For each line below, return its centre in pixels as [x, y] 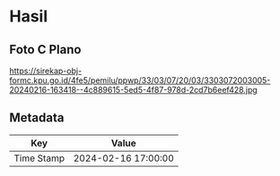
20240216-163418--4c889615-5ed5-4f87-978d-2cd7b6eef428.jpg [133, 90]
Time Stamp [39, 158]
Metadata [37, 118]
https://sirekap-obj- [46, 71]
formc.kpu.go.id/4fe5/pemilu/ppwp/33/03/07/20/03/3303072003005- [140, 80]
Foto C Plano [45, 50]
